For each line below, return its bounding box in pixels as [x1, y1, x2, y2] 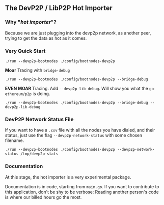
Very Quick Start [5, 47, 46, 54]
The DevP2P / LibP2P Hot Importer [5, 4, 113, 12]
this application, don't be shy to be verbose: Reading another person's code [5, 189, 159, 195]
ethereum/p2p [5, 91, 32, 97]
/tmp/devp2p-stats [20, 151, 58, 157]
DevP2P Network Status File [5, 116, 74, 123]
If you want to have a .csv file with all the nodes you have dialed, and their [5, 127, 156, 133]
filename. [5, 137, 24, 143]
